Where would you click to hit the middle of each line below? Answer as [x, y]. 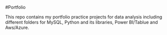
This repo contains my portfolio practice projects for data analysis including [84, 17]
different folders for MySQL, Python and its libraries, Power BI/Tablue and [81, 22]
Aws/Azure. [17, 27]
